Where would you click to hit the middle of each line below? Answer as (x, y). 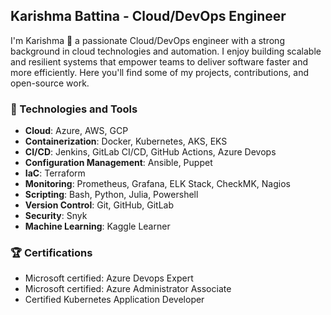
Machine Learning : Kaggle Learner (97, 226)
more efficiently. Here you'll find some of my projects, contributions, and (159, 72)
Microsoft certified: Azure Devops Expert (109, 278)
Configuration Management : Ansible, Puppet (118, 163)
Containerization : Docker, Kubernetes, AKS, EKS (126, 141)
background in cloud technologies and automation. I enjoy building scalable (166, 51)
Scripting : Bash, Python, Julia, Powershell (111, 195)
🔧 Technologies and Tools (74, 109)
